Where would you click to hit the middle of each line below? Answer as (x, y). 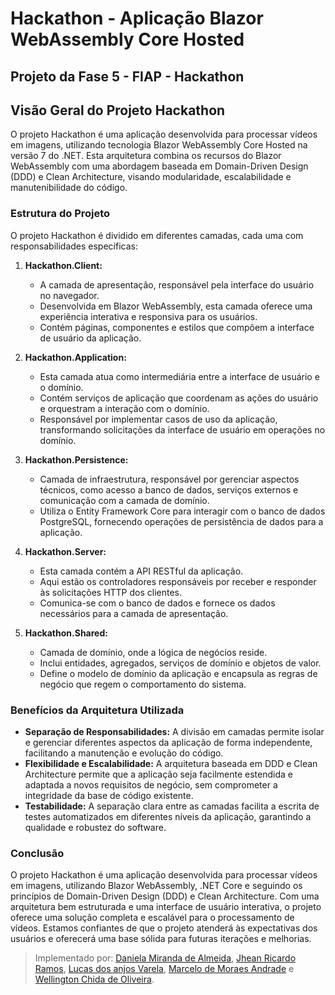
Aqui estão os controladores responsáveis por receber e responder (178, 581)
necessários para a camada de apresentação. (134, 613)
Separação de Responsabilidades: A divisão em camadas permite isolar (174, 731)
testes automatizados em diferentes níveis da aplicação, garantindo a (168, 816)
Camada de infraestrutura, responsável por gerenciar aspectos (169, 479)
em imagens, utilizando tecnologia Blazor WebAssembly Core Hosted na (159, 145)
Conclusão (37, 853)
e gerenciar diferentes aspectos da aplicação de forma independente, (168, 742)
